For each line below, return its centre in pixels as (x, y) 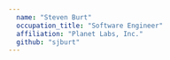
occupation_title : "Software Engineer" (90, 26)
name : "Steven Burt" (54, 17)
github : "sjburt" (48, 42)
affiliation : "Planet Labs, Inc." (80, 34)
